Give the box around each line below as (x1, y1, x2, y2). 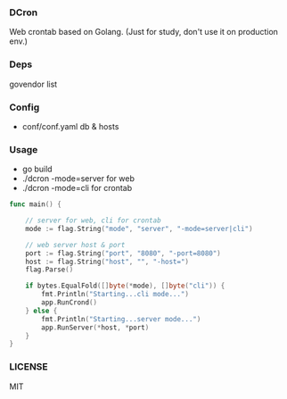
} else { (25, 306, 58, 315)
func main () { (9, 200, 62, 209)
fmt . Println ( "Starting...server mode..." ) (41, 314, 201, 323)
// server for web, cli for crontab (25, 216, 162, 225)
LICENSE (9, 361, 49, 373)
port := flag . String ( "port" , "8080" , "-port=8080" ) (25, 248, 221, 258)
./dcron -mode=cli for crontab (21, 183, 133, 194)
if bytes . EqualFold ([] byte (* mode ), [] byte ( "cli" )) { (25, 281, 225, 291)
